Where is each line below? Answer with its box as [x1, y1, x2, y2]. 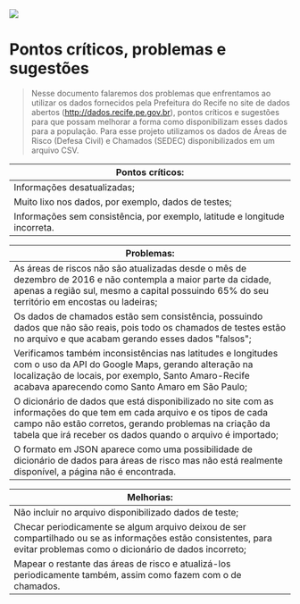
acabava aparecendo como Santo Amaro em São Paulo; [13, 380, 247, 392]
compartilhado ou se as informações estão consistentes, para [13, 532, 272, 544]
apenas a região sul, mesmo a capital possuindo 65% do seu [13, 284, 270, 297]
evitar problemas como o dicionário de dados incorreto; [13, 542, 247, 555]
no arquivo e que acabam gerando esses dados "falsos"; [13, 332, 252, 345]
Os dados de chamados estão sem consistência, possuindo [13, 310, 263, 323]
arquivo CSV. [30, 145, 79, 155]
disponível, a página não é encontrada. [13, 465, 177, 477]
